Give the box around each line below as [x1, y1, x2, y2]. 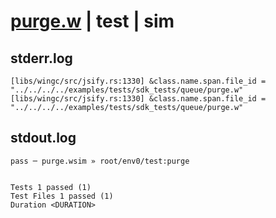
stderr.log [10, 50, 73, 67]
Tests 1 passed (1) [10, 182, 92, 192]
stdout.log [10, 130, 77, 147]
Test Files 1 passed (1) [10, 191, 114, 201]
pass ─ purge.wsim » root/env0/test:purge [10, 156, 190, 166]
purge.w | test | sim [10, 10, 175, 33]
